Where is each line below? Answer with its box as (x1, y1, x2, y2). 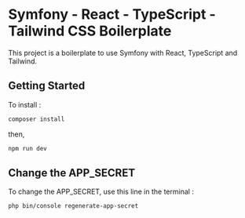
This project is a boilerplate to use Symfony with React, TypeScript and (8, 48, 238, 57)
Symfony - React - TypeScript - (8, 5, 216, 24)
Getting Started (8, 79, 86, 93)
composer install (8, 115, 65, 123)
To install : (8, 100, 42, 109)
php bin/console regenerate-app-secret (8, 202, 139, 210)
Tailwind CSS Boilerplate (8, 22, 172, 40)
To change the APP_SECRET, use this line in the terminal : (8, 187, 195, 197)
